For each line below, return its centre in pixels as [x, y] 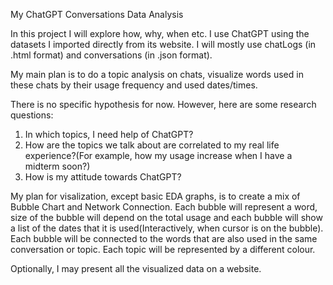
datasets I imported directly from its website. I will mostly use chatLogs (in [163, 44]
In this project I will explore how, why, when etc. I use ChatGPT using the [160, 33]
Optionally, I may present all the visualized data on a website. [136, 268]
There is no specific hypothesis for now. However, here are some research [163, 104]
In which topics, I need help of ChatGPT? [109, 134]
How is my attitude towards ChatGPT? [103, 177]
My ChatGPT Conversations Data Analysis [97, 14]
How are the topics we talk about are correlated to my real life [152, 145]
